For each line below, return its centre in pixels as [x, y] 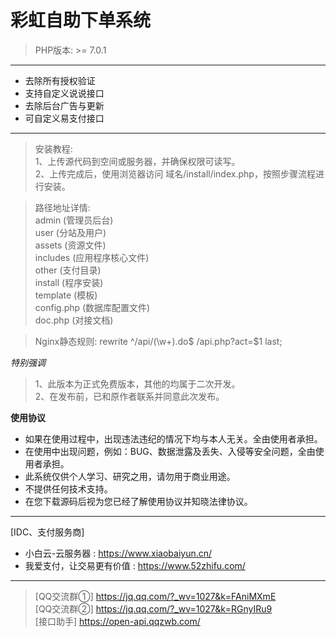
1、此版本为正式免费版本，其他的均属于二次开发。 [137, 383]
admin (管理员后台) [74, 220]
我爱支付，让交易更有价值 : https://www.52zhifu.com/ [135, 565]
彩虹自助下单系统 [81, 20]
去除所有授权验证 [60, 80]
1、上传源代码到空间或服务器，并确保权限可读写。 [137, 161]
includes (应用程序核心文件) [92, 257]
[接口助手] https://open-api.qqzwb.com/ [117, 621]
